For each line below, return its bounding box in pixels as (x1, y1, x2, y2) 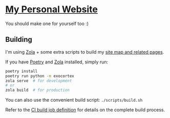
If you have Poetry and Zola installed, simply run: (5, 59, 109, 65)
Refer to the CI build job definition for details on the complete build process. (5, 107, 165, 113)
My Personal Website (5, 4, 98, 15)
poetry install (5, 68, 38, 74)
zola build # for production (5, 88, 70, 93)
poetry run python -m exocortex (5, 73, 74, 79)
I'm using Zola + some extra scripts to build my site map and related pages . (5, 49, 164, 55)
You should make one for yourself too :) (5, 20, 89, 27)
